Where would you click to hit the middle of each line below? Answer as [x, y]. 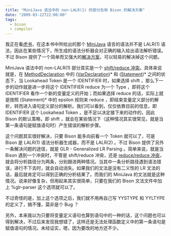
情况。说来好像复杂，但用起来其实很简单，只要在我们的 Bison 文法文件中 [81, 181]
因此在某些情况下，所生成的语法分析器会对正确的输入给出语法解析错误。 [90, 51]
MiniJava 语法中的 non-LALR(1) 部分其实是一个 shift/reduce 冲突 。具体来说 [84, 68]
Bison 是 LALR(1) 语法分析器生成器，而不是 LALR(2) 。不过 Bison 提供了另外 [85, 143]
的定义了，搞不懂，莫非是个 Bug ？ [42, 204]
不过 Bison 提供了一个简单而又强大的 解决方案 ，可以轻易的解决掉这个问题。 [84, 57]
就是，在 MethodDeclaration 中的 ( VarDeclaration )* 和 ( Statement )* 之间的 [83, 74]
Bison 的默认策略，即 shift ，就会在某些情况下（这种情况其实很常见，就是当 [84, 119]
